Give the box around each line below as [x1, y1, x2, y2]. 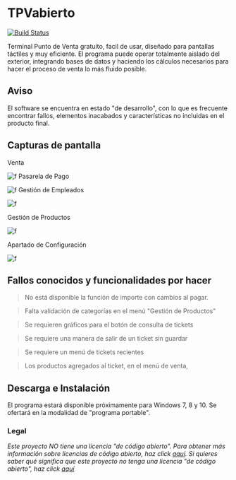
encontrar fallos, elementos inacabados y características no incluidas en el [7, 111, 225, 119]
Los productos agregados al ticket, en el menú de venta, [24, 362, 189, 370]
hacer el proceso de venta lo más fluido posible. [7, 64, 147, 73]
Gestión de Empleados [18, 185, 85, 194]
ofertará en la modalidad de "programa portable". [7, 409, 151, 417]
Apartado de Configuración [7, 240, 87, 249]
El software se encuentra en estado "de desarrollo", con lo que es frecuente [7, 104, 228, 112]
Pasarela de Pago [18, 172, 70, 180]
